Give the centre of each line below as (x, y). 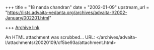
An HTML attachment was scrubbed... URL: (50, 37)
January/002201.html (27, 18)
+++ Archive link (22, 27)
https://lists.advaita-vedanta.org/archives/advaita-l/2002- (67, 12)
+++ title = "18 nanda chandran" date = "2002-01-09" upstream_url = (77, 7)
